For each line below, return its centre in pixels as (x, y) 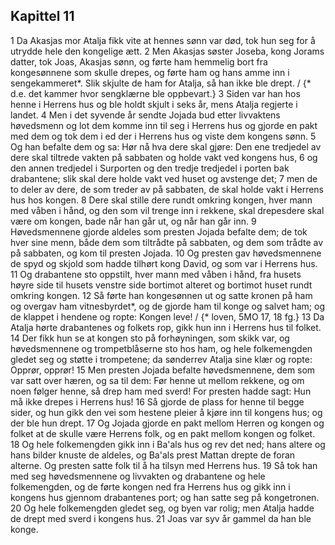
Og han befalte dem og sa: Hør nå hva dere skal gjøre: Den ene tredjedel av (166, 146)
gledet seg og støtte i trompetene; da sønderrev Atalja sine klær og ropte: (161, 359)
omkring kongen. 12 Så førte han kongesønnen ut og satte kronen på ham (161, 295)
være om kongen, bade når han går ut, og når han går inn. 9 (133, 221)
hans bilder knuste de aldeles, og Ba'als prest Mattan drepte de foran (153, 455)
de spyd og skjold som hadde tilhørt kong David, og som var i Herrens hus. (164, 263)
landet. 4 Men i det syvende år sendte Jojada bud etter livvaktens (145, 115)
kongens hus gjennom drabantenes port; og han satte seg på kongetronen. (165, 497)
